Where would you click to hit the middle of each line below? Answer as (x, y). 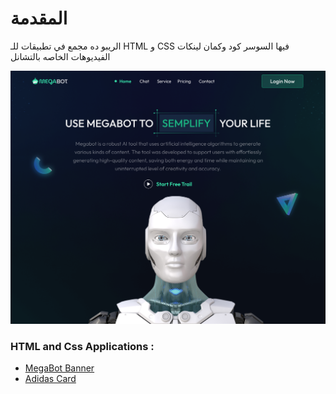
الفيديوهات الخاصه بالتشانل (60, 56)
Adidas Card (50, 379)
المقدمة (39, 18)
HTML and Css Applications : (82, 346)
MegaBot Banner (59, 368)
